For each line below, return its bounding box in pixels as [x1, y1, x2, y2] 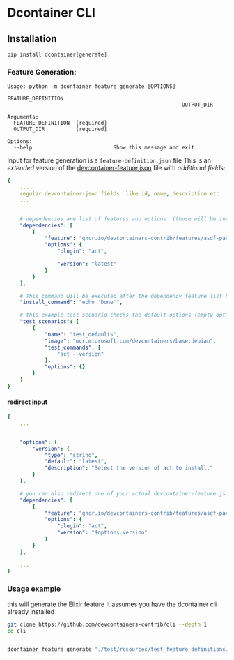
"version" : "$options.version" [56, 529, 148, 537]
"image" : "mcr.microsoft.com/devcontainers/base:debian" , [44, 337, 217, 345]
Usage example [7, 584, 61, 594]
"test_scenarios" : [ [19, 318, 79, 325]
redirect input [7, 398, 47, 406]
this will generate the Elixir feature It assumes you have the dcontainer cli [7, 600, 217, 608]
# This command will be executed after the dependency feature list [19, 292, 223, 299]
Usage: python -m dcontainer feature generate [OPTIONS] [7, 83, 176, 90]
